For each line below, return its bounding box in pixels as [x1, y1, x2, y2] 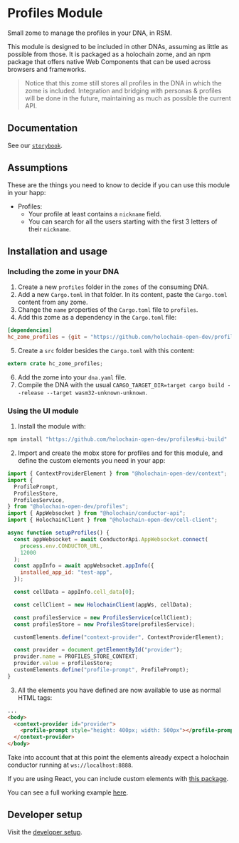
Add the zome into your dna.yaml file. [17, 372, 127, 382]
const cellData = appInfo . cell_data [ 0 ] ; [14, 589, 135, 596]
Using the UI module [7, 406, 79, 416]
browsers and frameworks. [7, 65, 87, 73]
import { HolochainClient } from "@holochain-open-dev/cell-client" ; [7, 516, 218, 524]
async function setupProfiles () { [7, 529, 110, 537]
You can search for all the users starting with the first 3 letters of [28, 217, 218, 226]
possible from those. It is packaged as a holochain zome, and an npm [7, 50, 211, 58]
